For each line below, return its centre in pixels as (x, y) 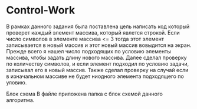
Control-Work (41, 10)
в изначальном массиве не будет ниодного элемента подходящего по (95, 76)
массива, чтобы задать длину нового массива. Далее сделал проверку (96, 57)
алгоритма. (20, 100)
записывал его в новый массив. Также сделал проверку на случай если (97, 70)
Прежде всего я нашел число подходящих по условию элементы (88, 51)
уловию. (17, 82)
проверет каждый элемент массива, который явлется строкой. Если (93, 32)
